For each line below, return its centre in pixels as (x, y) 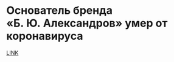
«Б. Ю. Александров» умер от (87, 23)
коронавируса (45, 36)
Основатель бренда (59, 11)
